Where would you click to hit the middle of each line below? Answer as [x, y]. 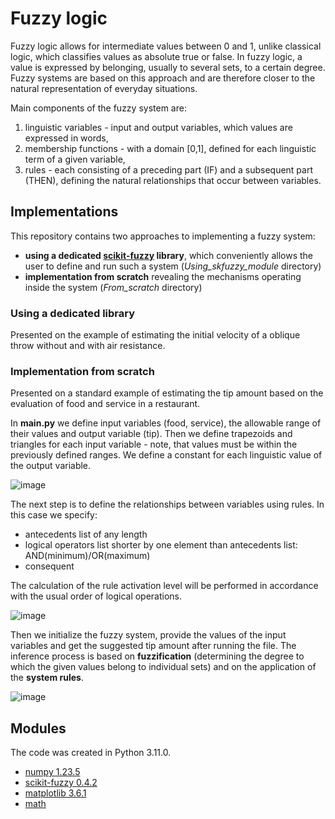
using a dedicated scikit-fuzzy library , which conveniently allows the [168, 255]
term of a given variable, [75, 159]
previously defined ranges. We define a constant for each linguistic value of [166, 455]
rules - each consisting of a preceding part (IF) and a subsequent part [169, 169]
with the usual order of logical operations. [96, 596]
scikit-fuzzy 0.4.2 [61, 783]
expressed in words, [66, 138]
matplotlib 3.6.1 [55, 793]
